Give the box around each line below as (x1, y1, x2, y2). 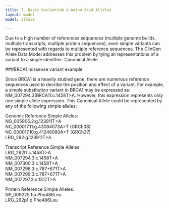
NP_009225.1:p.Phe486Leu (5, 192, 62, 198)
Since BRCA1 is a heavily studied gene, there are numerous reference (5, 76, 149, 82)
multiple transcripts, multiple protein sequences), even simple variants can (5, 40, 160, 47)
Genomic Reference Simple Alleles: (5, 113, 78, 119)
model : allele (5, 17, 35, 22)
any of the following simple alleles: (5, 103, 77, 109)
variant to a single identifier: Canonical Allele (5, 57, 98, 63)
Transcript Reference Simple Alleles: (5, 144, 81, 150)
